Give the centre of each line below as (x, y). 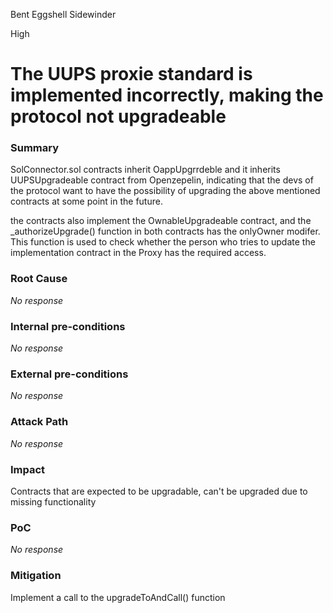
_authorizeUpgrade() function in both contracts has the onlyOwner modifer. (165, 231)
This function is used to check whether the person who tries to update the (163, 242)
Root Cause (39, 279)
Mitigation (36, 576)
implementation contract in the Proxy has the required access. (138, 253)
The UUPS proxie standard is (131, 74)
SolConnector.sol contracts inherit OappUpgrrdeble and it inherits (145, 170)
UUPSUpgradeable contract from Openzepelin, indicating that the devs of (162, 180)
